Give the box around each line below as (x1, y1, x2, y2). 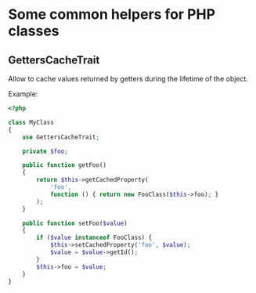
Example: (8, 89, 38, 99)
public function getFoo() (22, 161, 107, 169)
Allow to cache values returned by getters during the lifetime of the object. (8, 74, 249, 83)
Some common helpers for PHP (8, 5, 216, 24)
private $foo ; (22, 147, 68, 155)
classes (8, 22, 60, 40)
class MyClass (8, 118, 55, 126)
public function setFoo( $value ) (22, 219, 128, 227)
